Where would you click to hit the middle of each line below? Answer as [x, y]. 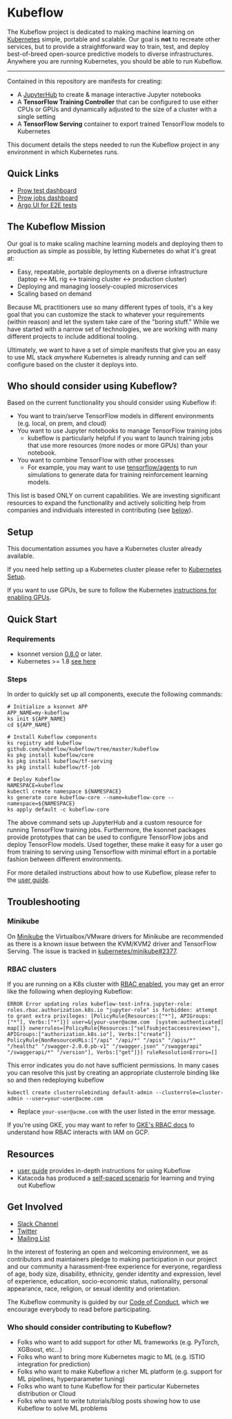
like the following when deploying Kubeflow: [70, 992]
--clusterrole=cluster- [190, 1093]
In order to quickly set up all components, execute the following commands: [115, 694]
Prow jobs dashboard [47, 198]
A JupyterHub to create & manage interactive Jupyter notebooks [109, 94]
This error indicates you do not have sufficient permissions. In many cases [113, 1065]
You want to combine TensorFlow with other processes [96, 460]
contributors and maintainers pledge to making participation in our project [112, 1259]
